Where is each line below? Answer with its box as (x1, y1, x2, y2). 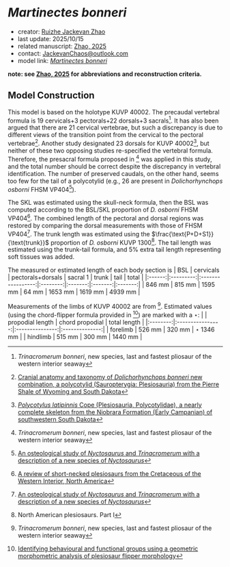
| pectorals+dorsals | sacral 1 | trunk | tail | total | (8, 273, 144, 281)
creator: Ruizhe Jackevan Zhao (17, 27, 106, 36)
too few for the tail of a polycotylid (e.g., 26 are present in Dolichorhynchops (8, 177, 223, 185)
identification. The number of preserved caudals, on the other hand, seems (8, 169, 219, 177)
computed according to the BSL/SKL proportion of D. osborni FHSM (8, 205, 199, 214)
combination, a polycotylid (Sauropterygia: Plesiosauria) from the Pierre (17, 380, 220, 388)
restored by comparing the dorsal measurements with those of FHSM (8, 221, 203, 230)
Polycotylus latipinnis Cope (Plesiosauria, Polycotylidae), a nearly (17, 401, 202, 409)
